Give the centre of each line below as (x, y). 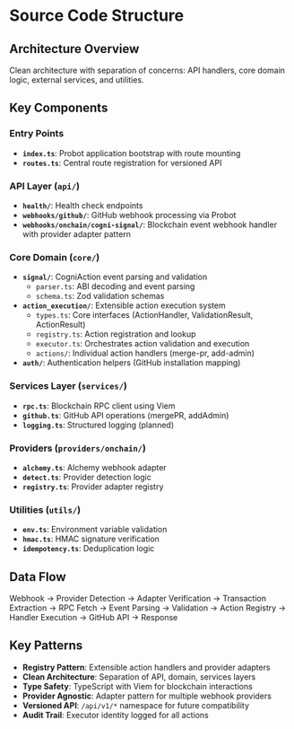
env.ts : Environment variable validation (95, 530)
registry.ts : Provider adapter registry (93, 487)
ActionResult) (61, 325)
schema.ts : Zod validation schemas (100, 296)
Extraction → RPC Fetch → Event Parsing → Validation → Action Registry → (148, 608)
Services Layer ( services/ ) (69, 386)
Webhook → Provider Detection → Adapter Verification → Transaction (138, 598)
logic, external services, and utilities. (77, 80)
